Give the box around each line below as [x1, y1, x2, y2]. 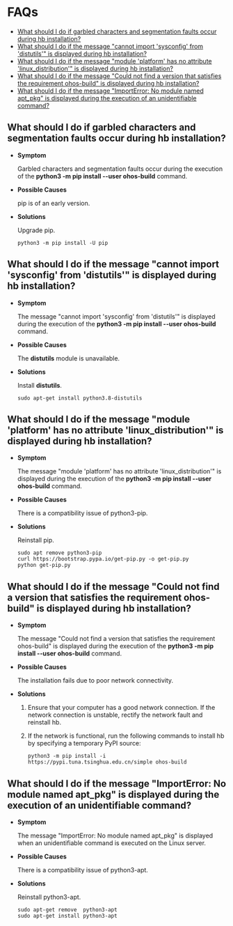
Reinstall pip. [17, 536, 54, 545]
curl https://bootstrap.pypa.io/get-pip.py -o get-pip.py [17, 556, 189, 563]
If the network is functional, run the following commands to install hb [27, 731, 225, 740]
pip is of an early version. [17, 199, 90, 207]
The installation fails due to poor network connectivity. [17, 676, 174, 685]
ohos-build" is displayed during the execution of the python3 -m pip [17, 642, 214, 651]
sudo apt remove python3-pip [17, 549, 102, 556]
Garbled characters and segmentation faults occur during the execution [17, 165, 223, 173]
